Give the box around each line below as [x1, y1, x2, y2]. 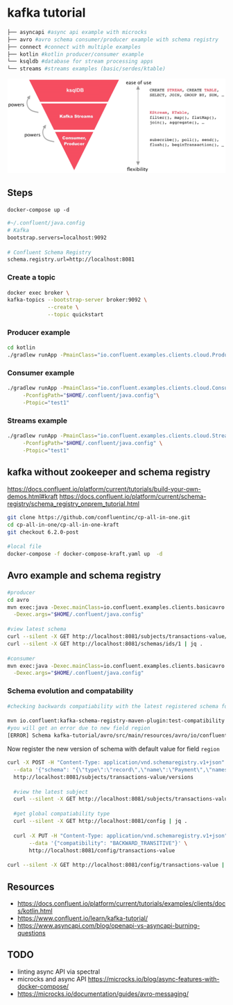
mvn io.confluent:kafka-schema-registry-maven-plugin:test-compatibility [7, 717, 225, 724]
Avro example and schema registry [7, 570, 162, 582]
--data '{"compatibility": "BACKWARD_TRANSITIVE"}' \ [28, 840, 188, 847]
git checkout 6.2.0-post [7, 528, 79, 536]
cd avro [7, 596, 30, 603]
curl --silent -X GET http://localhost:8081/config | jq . [13, 818, 188, 825]
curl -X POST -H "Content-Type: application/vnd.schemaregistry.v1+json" [7, 759, 225, 766]
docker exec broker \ [7, 289, 70, 296]
